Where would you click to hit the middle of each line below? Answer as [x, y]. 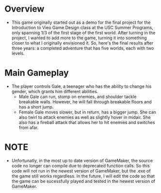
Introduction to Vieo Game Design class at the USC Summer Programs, [82, 27]
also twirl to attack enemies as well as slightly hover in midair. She [85, 117]
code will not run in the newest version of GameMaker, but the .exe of [81, 171]
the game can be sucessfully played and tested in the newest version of [83, 181]
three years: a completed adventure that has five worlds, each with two [83, 48]
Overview [24, 9]
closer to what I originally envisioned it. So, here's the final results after [82, 43]
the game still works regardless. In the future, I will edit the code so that [83, 176]
